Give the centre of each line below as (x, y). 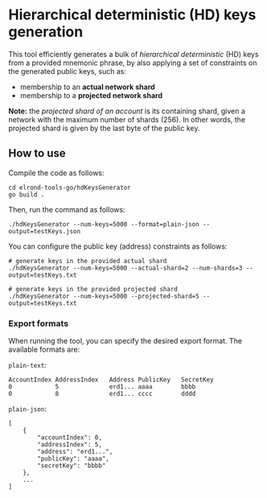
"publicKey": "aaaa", (74, 459)
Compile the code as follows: (56, 173)
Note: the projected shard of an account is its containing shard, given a (127, 111)
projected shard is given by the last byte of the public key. (104, 128)
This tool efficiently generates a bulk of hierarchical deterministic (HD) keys (133, 54)
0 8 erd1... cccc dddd (102, 394)
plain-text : (27, 365)
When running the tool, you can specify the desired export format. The (125, 341)
